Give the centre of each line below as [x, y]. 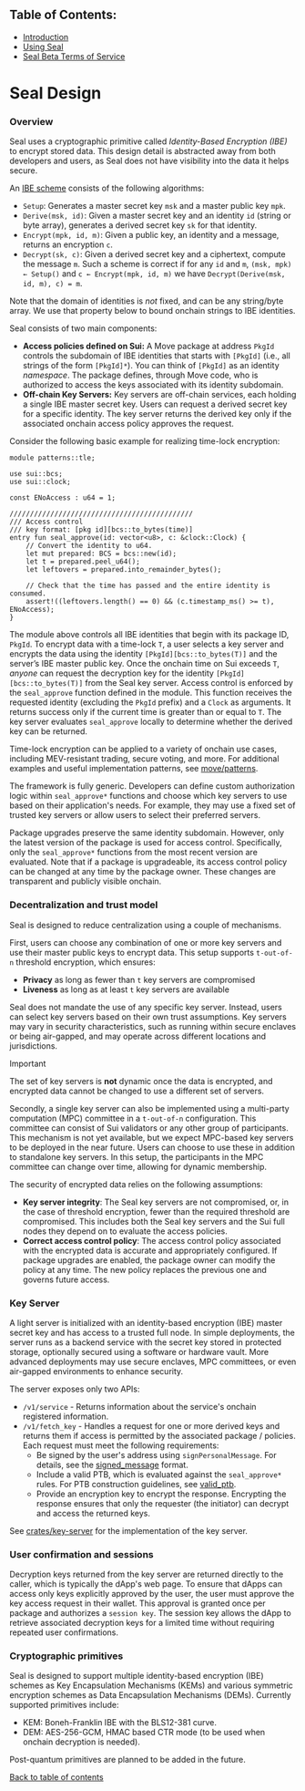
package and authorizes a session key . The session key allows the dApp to [150, 1613]
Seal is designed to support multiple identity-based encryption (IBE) [137, 1676]
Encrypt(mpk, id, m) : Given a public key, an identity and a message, [151, 235]
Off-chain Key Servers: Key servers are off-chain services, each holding [159, 395]
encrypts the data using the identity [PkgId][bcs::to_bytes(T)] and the [143, 654]
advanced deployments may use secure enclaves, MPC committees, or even [153, 1361]
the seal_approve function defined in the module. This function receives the [151, 693]
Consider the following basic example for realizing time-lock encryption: [145, 441]
